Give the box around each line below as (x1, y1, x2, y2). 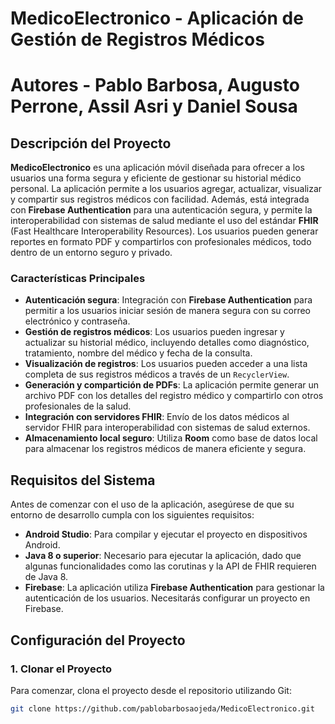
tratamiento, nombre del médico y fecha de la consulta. (24, 347, 253, 359)
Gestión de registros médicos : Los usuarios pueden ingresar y (24, 326, 285, 338)
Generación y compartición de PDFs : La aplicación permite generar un (24, 379, 320, 391)
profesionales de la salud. (24, 400, 132, 412)
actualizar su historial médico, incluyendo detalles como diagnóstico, (24, 337, 310, 349)
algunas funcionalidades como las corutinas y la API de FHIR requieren (24, 560, 317, 572)
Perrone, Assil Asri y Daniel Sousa (10, 95, 298, 118)
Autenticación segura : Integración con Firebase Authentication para (24, 294, 313, 306)
